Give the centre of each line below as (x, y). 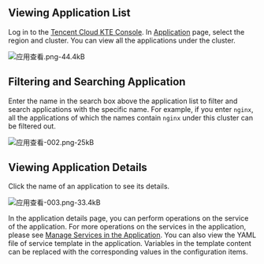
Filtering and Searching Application (97, 82)
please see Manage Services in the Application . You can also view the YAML (132, 235)
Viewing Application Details (78, 167)
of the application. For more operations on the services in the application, (127, 227)
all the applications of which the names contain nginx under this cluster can (131, 117)
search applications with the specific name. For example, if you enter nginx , (131, 109)
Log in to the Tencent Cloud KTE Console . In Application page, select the (126, 32)
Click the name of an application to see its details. (89, 186)
